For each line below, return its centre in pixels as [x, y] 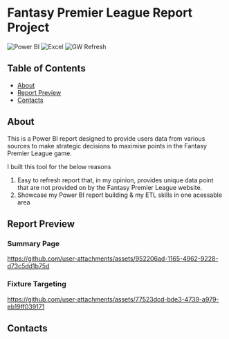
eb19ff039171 [26, 306]
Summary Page [34, 243]
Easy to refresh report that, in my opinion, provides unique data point [115, 180]
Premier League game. [40, 153]
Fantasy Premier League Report [100, 13]
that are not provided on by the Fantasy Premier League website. [110, 187]
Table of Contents [47, 68]
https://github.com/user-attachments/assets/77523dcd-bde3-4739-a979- [113, 299]
